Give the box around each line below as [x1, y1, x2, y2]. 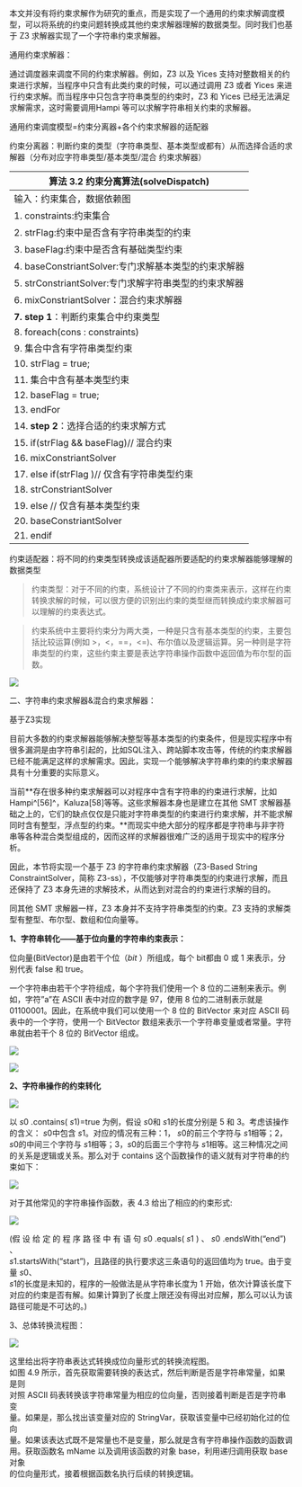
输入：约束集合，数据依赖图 [13, 192, 132, 205]
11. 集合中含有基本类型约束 [13, 374, 130, 386]
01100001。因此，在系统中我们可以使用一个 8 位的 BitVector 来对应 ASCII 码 [9, 1005, 290, 1016]
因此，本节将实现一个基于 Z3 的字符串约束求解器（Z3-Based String [9, 861, 258, 872]
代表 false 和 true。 [16, 964, 88, 974]
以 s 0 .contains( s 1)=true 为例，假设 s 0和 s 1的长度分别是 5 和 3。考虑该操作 [9, 1117, 289, 1126]
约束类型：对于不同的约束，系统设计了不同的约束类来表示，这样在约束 [31, 583, 292, 594]
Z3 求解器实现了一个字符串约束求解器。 [19, 31, 166, 40]
